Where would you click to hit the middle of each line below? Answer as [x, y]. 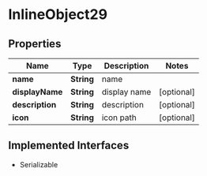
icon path [119, 118]
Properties [35, 44]
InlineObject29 [58, 15]
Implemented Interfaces [69, 146]
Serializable [39, 164]
